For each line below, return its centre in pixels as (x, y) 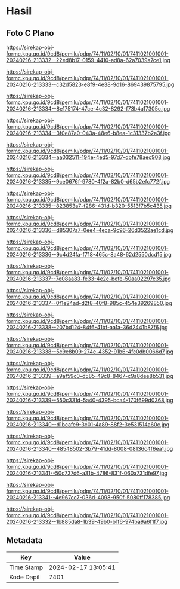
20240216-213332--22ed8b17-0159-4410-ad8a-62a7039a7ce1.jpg (89, 60)
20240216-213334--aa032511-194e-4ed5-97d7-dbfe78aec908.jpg (89, 157)
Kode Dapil (24, 577)
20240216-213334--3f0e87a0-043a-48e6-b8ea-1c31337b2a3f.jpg (89, 133)
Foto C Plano (30, 33)
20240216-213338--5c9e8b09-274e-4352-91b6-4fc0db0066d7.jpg (90, 352)
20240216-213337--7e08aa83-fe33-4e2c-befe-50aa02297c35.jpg (89, 279)
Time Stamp (26, 567)
